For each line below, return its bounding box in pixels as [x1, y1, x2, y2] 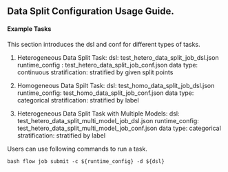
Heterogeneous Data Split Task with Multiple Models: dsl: [17, 109, 180, 118]
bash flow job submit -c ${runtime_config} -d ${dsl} [7, 158, 165, 164]
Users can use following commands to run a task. [7, 144, 148, 153]
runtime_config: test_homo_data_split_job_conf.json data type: [17, 89, 194, 97]
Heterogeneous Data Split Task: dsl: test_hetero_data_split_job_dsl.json [17, 53, 219, 61]
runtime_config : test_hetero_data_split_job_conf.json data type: [17, 61, 198, 69]
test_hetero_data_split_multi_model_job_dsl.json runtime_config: [17, 116, 200, 125]
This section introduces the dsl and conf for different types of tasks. [7, 40, 201, 48]
